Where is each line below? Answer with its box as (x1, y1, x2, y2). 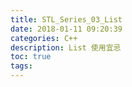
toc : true (10, 52, 52, 62)
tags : (10, 61, 33, 71)
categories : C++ (10, 33, 78, 43)
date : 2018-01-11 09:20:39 (10, 24, 123, 34)
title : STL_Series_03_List (10, 14, 123, 25)
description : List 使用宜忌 (10, 42, 122, 53)
